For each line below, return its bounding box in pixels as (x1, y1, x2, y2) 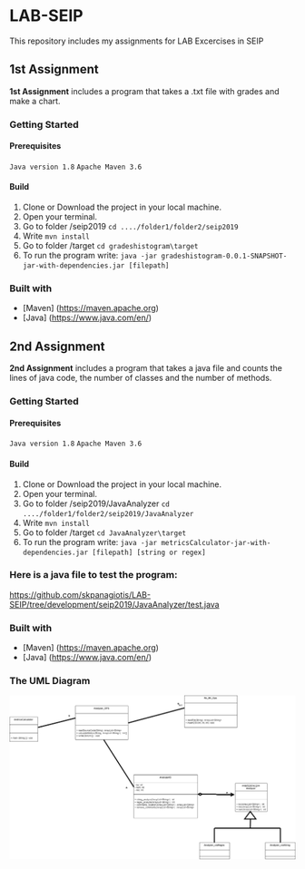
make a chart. (9, 95, 61, 106)
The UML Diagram (9, 675, 91, 688)
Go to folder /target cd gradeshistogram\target (22, 240, 199, 251)
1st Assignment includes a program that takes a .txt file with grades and (9, 85, 280, 96)
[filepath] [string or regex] (92, 548, 206, 557)
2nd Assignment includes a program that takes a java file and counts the (9, 363, 283, 374)
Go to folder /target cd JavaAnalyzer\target (22, 527, 187, 538)
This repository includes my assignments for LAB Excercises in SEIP (9, 35, 264, 46)
